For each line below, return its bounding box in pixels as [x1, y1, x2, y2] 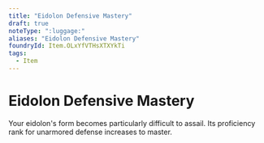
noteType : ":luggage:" [8, 27, 85, 35]
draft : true [8, 19, 49, 27]
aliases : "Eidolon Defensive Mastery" [8, 34, 140, 43]
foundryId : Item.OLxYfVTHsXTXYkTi [8, 42, 126, 50]
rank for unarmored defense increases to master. [8, 127, 173, 137]
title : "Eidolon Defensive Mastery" [8, 11, 132, 20]
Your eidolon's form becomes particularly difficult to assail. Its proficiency [8, 118, 256, 128]
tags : [8, 49, 27, 57]
